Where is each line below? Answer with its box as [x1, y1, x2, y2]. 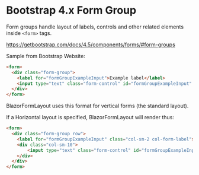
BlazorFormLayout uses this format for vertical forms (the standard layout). [6, 102, 189, 110]
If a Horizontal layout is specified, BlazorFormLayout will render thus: [6, 114, 175, 121]
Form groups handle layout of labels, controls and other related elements [6, 23, 184, 30]
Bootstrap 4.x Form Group [6, 4, 137, 17]
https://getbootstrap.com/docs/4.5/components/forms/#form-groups [6, 41, 176, 48]
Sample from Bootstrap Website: [6, 52, 86, 59]
